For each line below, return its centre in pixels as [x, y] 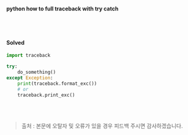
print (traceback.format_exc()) [57, 83]
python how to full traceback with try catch [62, 9]
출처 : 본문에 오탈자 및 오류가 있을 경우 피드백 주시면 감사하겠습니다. [102, 126]
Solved [15, 42]
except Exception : [30, 78]
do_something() [37, 72]
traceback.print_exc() [46, 95]
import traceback [28, 56]
